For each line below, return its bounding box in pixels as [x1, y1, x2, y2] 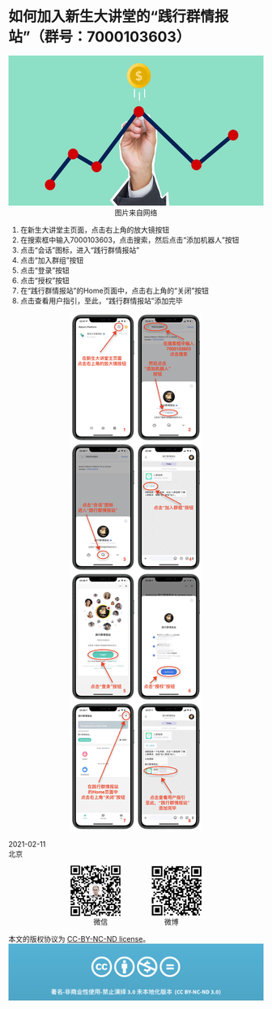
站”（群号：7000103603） [8, 28, 191, 46]
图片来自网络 [114, 208, 158, 217]
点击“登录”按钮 [19, 265, 70, 275]
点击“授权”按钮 [19, 275, 70, 285]
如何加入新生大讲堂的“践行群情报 [8, 7, 229, 26]
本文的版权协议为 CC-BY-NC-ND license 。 [8, 934, 151, 943]
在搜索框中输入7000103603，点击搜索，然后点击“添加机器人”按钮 [19, 234, 240, 244]
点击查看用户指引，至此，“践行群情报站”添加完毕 [19, 295, 184, 305]
